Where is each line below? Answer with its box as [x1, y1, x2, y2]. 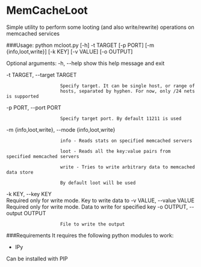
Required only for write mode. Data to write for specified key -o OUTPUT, [6, 203, 188, 210]
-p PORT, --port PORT [6, 103, 61, 111]
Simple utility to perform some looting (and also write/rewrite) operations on [6, 23, 194, 31]
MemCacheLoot [6, 4, 88, 17]
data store [6, 169, 34, 175]
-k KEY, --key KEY [6, 190, 52, 197]
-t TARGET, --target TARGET [6, 71, 77, 78]
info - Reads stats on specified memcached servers [60, 138, 193, 144]
